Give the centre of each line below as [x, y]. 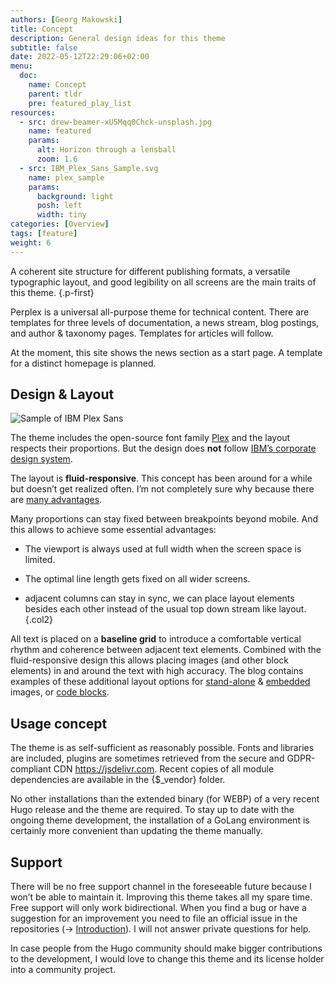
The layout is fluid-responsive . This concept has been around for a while [161, 478]
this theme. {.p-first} [52, 292]
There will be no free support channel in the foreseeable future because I [161, 887]
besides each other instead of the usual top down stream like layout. [165, 609]
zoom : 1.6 [57, 159]
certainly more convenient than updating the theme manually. [136, 831]
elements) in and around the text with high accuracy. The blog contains [157, 671]
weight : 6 [31, 242]
